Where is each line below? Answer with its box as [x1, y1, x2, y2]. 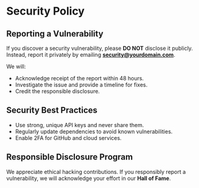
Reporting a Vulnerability [6, 29, 103, 39]
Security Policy [6, 4, 85, 18]
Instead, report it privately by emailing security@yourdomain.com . [6, 51, 175, 58]
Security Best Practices [6, 105, 98, 116]
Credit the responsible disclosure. [15, 88, 100, 95]
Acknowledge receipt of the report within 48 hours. [15, 75, 144, 82]
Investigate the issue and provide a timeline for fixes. [15, 81, 148, 88]
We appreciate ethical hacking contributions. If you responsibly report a [6, 168, 186, 175]
